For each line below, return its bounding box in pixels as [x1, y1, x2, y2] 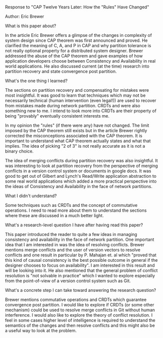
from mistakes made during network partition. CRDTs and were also [5, 103, 141, 108]
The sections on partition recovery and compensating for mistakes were [5, 87, 149, 93]
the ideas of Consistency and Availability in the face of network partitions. [5, 184, 153, 189]
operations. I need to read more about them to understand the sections [5, 207, 147, 213]
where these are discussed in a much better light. [5, 213, 104, 218]
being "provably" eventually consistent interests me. [5, 113, 110, 118]
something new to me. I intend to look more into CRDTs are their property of [5, 108, 157, 114]
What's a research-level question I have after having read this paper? [5, 222, 143, 228]
